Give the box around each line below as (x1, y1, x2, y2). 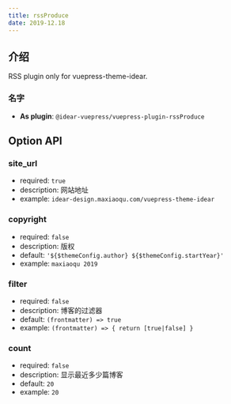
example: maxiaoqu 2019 (19, 259, 98, 268)
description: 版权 (19, 241, 75, 251)
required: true (19, 176, 66, 186)
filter (8, 278, 28, 289)
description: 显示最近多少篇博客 (19, 370, 123, 379)
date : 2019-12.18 (8, 19, 66, 27)
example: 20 (19, 387, 59, 397)
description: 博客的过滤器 (19, 305, 103, 315)
